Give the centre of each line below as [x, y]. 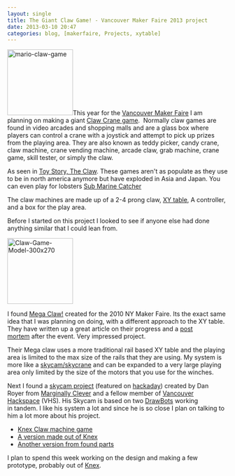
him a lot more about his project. [54, 416]
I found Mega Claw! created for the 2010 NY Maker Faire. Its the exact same [116, 314]
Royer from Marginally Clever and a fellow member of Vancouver [101, 393]
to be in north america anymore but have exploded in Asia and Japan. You [114, 179]
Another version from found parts [65, 444]
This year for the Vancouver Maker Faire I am [138, 113]
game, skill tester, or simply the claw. [60, 158]
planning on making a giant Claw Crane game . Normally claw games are [112, 121]
